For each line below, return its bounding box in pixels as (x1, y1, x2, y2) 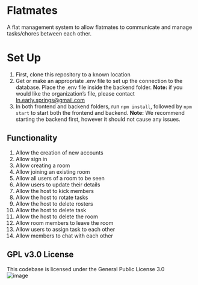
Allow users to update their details (15, 181, 101, 188)
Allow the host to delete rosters (15, 200, 94, 207)
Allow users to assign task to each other (15, 225, 116, 233)
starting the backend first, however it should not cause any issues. (15, 115, 181, 123)
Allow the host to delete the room (15, 213, 98, 220)
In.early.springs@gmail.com (15, 96, 85, 103)
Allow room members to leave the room (15, 219, 114, 226)
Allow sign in (15, 155, 48, 162)
